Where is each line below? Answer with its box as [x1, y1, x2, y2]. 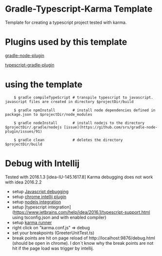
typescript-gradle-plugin [5, 62, 54, 68]
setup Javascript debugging [12, 188, 69, 194]
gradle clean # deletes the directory [18, 137, 123, 142]
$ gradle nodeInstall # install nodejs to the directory [14, 120, 145, 125]
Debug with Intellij [5, 158, 80, 169]
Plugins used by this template [5, 36, 127, 48]
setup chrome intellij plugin [12, 193, 67, 200]
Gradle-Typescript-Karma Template [5, 3, 153, 15]
